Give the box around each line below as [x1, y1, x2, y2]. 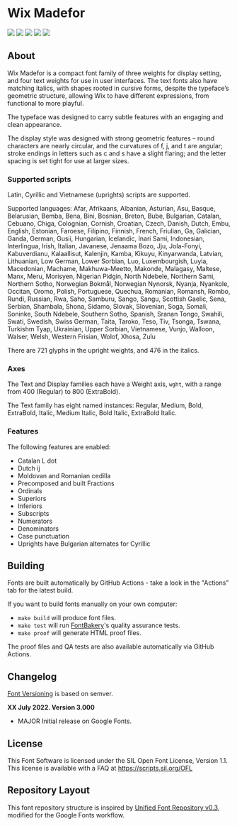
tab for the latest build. [7, 586, 74, 595]
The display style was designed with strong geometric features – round [7, 133, 215, 143]
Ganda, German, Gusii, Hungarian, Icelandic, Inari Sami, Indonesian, [7, 234, 205, 243]
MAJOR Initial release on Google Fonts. [17, 717, 132, 725]
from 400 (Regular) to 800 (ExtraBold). [7, 387, 120, 396]
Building [7, 560, 45, 572]
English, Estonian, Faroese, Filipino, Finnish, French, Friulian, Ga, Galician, [7, 227, 221, 236]
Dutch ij [17, 463, 40, 473]
